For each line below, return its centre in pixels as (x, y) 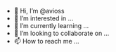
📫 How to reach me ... (46, 41)
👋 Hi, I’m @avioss (39, 11)
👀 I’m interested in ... (44, 18)
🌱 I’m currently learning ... (51, 26)
